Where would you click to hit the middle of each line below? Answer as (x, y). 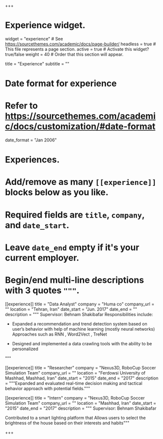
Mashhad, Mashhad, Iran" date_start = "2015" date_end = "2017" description (82, 378)
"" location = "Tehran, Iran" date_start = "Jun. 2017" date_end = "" (71, 309)
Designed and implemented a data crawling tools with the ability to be (82, 343)
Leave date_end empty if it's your (72, 247)
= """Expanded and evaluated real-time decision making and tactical (74, 383)
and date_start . (37, 225)
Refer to (21, 106)
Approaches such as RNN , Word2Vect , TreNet (59, 334)
